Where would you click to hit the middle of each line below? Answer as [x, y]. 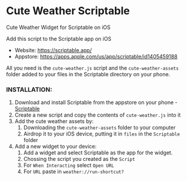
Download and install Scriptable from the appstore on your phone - [96, 102]
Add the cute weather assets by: [54, 121]
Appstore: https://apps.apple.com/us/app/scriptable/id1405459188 [96, 56]
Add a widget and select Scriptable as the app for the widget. [98, 153]
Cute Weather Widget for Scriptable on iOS [58, 27]
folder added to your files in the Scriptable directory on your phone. [88, 74]
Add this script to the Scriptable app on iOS [59, 38]
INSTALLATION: [29, 89]
